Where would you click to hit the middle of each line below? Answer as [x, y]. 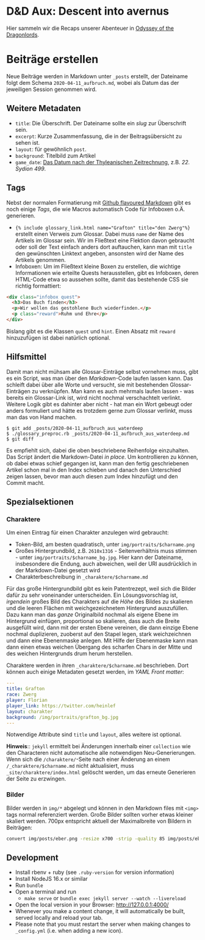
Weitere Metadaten [44, 108]
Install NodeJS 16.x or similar [52, 879]
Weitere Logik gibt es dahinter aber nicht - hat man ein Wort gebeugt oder [99, 404]
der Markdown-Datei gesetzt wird [58, 570]
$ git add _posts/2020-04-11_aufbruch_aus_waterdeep [75, 428]
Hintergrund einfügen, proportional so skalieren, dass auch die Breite [93, 621]
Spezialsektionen [40, 502]
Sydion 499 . [31, 169]
